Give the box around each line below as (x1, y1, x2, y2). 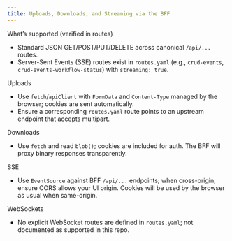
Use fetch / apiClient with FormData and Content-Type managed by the (17, 92, 218, 101)
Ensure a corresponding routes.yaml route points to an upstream (17, 107, 205, 115)
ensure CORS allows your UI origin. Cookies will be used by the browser (17, 183, 225, 192)
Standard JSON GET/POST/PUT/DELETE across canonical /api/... (17, 43, 211, 51)
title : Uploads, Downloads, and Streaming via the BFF (7, 10, 171, 17)
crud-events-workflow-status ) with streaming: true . (17, 65, 169, 73)
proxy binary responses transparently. (17, 149, 127, 157)
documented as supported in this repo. (17, 225, 130, 234)
